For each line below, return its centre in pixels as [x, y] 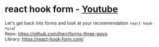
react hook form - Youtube [62, 9]
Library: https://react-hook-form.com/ [44, 39]
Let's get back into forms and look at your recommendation [67, 23]
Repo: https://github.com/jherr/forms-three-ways [56, 33]
